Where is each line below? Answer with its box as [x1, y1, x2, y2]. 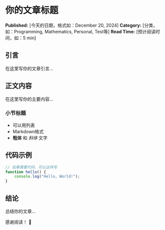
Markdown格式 [12, 128, 44, 134]
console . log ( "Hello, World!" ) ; [14, 174, 80, 179]
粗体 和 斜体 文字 [12, 135, 48, 141]
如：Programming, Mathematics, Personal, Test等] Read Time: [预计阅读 [5, 28, 156, 34]
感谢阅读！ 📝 [5, 219, 32, 225]
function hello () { [5, 169, 46, 175]
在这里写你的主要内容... [5, 96, 54, 102]
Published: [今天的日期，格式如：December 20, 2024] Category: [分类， [5, 22, 158, 28]
